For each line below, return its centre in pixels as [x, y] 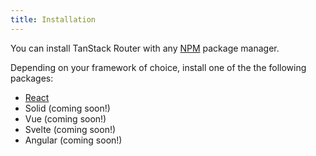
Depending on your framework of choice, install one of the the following [158, 67]
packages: [32, 78]
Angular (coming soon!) [73, 140]
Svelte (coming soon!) [70, 129]
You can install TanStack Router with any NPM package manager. [145, 48]
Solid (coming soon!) [67, 108]
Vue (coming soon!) [65, 118]
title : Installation [53, 19]
